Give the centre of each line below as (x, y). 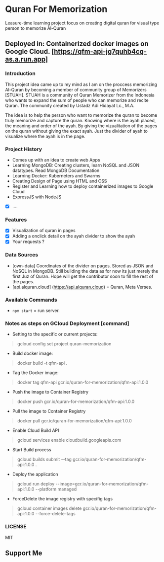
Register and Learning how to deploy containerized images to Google (83, 186)
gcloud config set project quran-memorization (64, 344)
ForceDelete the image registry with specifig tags (62, 499)
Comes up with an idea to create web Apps (56, 160)
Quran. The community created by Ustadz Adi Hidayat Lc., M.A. (70, 105)
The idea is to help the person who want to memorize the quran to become (81, 115)
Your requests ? (28, 241)
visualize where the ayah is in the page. (45, 136)
